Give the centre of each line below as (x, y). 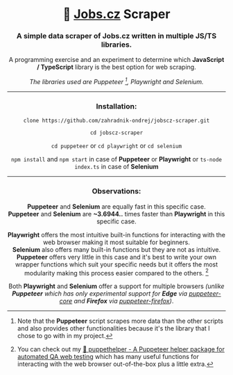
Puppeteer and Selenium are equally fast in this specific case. (116, 206)
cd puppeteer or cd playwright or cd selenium (116, 146)
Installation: (116, 106)
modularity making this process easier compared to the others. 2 (116, 272)
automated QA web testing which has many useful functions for (108, 357)
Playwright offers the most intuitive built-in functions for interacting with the (116, 234)
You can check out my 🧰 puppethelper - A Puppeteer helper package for (121, 349)
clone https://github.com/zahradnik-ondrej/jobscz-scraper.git (116, 121)
